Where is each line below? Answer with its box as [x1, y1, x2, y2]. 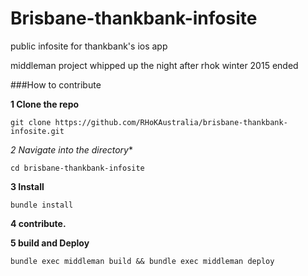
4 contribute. [10, 217, 67, 229]
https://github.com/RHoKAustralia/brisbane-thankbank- [54, 117, 288, 127]
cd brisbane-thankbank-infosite [10, 163, 145, 173]
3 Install [10, 180, 45, 192]
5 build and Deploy [10, 237, 90, 249]
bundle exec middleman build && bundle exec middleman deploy [10, 256, 275, 266]
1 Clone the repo [10, 98, 80, 110]
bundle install [10, 200, 74, 210]
